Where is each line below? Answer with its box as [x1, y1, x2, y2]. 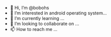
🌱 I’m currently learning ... [10, 15, 65, 21]
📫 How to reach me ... [10, 26, 58, 32]
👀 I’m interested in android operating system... [10, 10, 107, 16]
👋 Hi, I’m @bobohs [10, 5, 49, 10]
